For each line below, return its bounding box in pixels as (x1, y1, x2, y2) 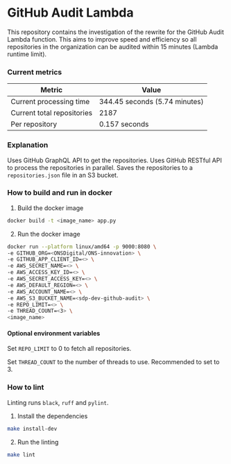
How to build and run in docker (7, 188, 112, 198)
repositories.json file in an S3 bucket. (7, 171, 119, 179)
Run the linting (17, 438, 59, 446)
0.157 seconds (99, 119, 149, 129)
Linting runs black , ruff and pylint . (7, 398, 109, 406)
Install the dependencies (17, 411, 88, 420)
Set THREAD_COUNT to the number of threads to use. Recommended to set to (7, 358, 220, 366)
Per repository (10, 119, 58, 129)
